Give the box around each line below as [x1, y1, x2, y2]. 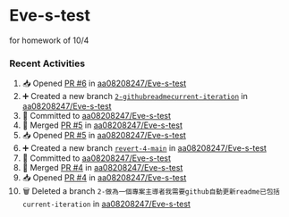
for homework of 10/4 [9, 35, 89, 46]
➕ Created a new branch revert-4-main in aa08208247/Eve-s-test [21, 143, 267, 154]
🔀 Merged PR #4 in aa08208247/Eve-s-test [21, 163, 183, 173]
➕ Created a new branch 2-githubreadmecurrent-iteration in [21, 91, 248, 102]
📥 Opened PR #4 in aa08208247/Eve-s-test [21, 172, 187, 183]
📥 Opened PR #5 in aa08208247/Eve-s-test [21, 130, 186, 141]
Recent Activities [9, 57, 86, 70]
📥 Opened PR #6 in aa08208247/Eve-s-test [21, 78, 187, 89]
